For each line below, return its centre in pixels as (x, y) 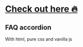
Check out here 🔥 (41, 9)
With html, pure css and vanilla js (39, 39)
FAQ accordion (28, 27)
